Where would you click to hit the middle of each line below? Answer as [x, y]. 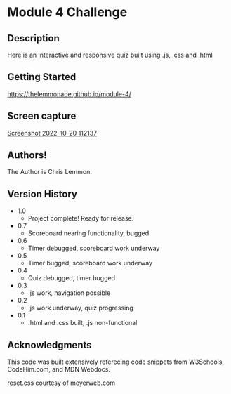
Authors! [27, 155]
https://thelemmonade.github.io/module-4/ [70, 94]
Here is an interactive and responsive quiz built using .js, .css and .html [110, 55]
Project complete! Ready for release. [81, 218]
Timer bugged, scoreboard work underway [90, 263]
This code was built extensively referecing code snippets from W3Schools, [116, 362]
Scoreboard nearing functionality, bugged [88, 233]
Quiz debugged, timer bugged [72, 278]
